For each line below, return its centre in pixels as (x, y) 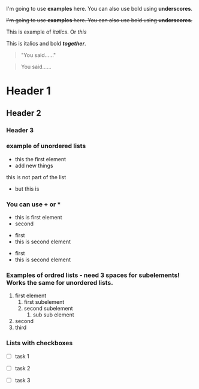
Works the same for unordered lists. (60, 283)
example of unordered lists (46, 146)
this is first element (38, 218)
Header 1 (28, 91)
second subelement (48, 309)
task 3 (22, 380)
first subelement (44, 302)
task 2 (22, 368)
